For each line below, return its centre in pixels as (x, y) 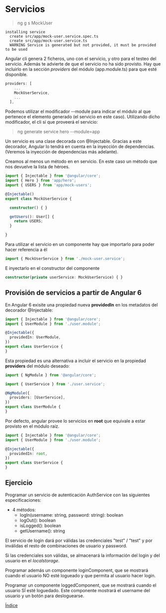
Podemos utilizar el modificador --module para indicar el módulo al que (78, 112)
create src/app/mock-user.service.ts (49, 41)
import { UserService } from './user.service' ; (55, 384)
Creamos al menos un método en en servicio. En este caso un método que (81, 161)
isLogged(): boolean (40, 526)
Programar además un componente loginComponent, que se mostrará (77, 570)
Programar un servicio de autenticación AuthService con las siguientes (78, 495)
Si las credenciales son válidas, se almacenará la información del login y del (83, 555)
